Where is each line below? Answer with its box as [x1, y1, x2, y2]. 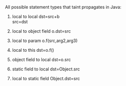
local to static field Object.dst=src [12, 76, 80, 81]
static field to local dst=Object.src [12, 66, 80, 72]
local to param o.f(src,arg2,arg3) [12, 38, 78, 43]
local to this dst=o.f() [12, 47, 54, 53]
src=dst [12, 19, 28, 24]
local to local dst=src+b [12, 14, 60, 19]
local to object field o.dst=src [12, 28, 72, 34]
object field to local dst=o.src [12, 57, 72, 63]
